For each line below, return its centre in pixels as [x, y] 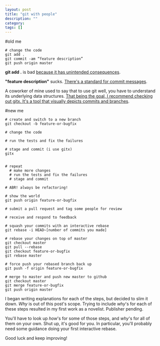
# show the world [22, 196]
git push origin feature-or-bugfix [41, 200]
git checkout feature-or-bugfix [37, 251]
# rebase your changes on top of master [46, 239]
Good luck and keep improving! [36, 338]
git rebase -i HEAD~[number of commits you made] [56, 230]
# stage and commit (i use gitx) [39, 149]
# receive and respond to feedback [41, 217]
